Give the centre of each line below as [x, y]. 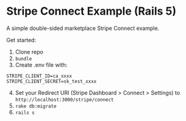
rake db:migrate [36, 106]
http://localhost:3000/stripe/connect [64, 100]
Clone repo [29, 52]
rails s [25, 112]
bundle [23, 59]
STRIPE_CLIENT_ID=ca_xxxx [39, 76]
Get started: [21, 40]
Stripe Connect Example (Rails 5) [91, 11]
